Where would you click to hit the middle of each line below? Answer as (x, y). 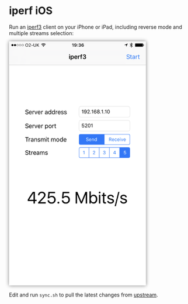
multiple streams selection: (41, 33)
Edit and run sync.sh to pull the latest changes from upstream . (84, 295)
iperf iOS (31, 11)
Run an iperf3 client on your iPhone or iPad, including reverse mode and (96, 27)
